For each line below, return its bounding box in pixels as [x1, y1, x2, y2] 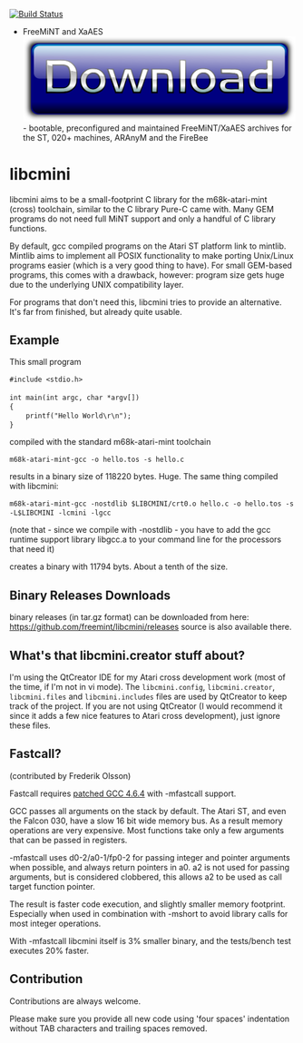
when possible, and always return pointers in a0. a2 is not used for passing [9, 861, 290, 872]
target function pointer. [9, 881, 95, 891]
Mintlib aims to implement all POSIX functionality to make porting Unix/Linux [9, 250, 294, 261]
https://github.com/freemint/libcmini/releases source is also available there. [9, 622, 292, 633]
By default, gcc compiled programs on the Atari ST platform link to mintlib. [9, 241, 287, 251]
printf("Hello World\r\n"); [25, 411, 132, 421]
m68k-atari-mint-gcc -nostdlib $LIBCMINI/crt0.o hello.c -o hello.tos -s [9, 499, 295, 508]
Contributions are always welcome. [9, 995, 142, 1007]
